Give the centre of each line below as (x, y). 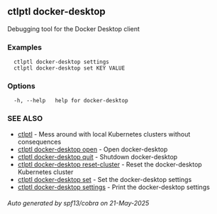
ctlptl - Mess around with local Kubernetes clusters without (104, 134)
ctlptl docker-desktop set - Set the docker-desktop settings (105, 179)
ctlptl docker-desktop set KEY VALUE (69, 68)
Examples (25, 47)
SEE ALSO (25, 119)
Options (21, 86)
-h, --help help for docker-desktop (71, 101)
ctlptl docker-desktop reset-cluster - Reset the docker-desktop (110, 164)
